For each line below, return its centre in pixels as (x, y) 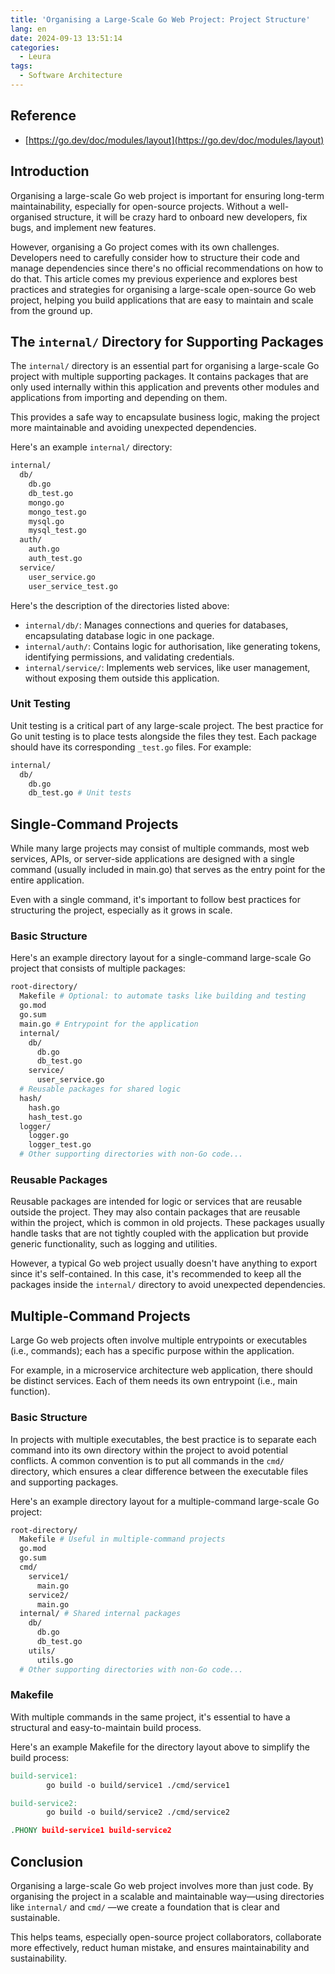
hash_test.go (55, 1117)
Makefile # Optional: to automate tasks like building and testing (163, 996)
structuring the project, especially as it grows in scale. (121, 910)
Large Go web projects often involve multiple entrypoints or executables (159, 1340)
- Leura (35, 57)
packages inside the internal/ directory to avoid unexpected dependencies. (168, 1285)
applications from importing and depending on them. (119, 398)
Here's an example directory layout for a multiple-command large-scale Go (165, 1501)
